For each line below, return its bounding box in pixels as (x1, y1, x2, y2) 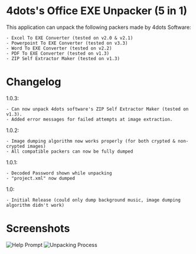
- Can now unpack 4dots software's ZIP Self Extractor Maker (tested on (6, 106, 189, 112)
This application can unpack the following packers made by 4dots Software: (6, 24, 191, 31)
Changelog (6, 75, 61, 89)
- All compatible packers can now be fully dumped (6, 149, 133, 154)
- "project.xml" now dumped (6, 175, 76, 181)
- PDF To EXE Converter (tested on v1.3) (6, 50, 110, 57)
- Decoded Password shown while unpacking (6, 170, 112, 176)
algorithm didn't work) (6, 202, 65, 208)
